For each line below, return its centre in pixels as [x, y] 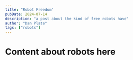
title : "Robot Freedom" [30, 10]
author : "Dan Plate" [26, 23]
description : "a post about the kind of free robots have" [67, 19]
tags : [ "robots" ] [23, 28]
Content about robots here [60, 52]
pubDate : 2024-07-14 [26, 14]
